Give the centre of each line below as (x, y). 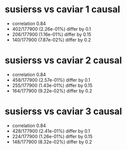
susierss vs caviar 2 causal (63, 60)
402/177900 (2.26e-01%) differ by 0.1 (52, 29)
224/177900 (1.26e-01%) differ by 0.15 (52, 136)
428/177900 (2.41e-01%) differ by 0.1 (51, 131)
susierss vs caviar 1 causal (62, 9)
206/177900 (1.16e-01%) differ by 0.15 (52, 34)
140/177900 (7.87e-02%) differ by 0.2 (52, 40)
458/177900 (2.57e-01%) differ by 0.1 (51, 80)
